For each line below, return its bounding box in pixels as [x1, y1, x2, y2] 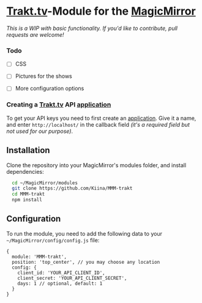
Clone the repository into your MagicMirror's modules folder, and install [6, 161, 187, 169]
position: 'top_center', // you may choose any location [12, 259, 160, 265]
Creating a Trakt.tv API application [6, 100, 111, 109]
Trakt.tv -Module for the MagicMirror [6, 4, 196, 18]
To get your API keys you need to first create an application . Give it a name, [6, 114, 196, 122]
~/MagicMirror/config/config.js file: [6, 236, 100, 244]
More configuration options [15, 84, 84, 92]
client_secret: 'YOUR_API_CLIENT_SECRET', [17, 275, 127, 281]
